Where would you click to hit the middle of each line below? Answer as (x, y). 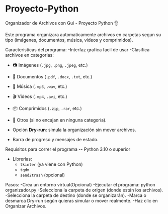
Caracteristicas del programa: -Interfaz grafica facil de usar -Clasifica (77, 49)
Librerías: (22, 159)
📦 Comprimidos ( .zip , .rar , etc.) (47, 108)
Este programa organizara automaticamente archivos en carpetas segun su (83, 34)
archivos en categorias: (29, 55)
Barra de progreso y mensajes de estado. (55, 139)
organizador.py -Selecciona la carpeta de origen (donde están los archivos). (84, 190)
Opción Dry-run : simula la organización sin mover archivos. (74, 130)
